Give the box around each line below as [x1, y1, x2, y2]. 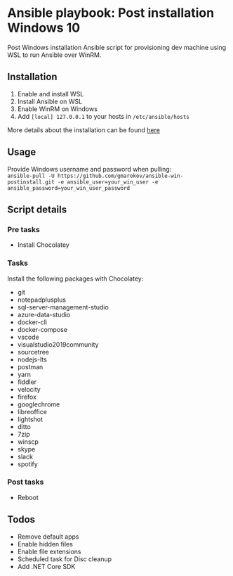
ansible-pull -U [7, 172, 55, 179]
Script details [7, 203, 67, 215]
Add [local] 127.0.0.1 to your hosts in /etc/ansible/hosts [17, 112, 189, 120]
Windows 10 [7, 20, 81, 36]
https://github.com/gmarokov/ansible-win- [57, 172, 184, 179]
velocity [17, 385, 41, 393]
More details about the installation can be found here [7, 125, 160, 134]
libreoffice [17, 407, 48, 416]
